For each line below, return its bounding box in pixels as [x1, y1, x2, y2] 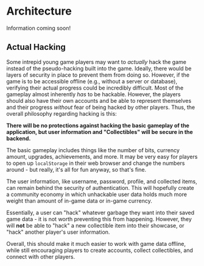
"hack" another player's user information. [6, 228, 110, 236]
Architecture [6, 4, 72, 18]
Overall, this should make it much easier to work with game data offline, [6, 240, 186, 247]
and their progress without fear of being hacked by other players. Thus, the [6, 103, 195, 111]
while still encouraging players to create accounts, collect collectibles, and [6, 247, 194, 254]
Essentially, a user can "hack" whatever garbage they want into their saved [6, 209, 195, 216]
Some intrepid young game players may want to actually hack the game [6, 58, 187, 65]
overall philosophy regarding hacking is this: [6, 110, 117, 117]
